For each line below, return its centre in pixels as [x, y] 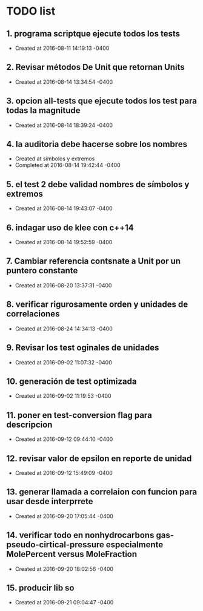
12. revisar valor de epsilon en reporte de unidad [99, 458]
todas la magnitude [43, 111]
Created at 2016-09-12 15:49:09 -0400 [64, 473]
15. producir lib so [40, 588]
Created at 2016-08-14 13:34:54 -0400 [64, 82]
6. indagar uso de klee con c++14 [70, 227]
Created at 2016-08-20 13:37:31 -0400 [63, 285]
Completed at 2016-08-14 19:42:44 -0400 [68, 165]
